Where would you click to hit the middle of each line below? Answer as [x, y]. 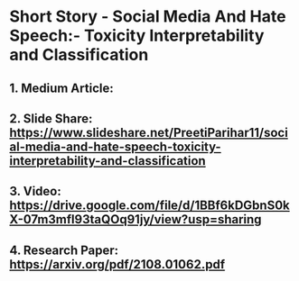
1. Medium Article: [62, 88]
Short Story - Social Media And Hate [148, 17]
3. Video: [35, 191]
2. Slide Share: [51, 118]
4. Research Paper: [64, 250]
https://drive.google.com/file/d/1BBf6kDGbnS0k [150, 206]
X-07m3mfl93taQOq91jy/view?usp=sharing [135, 219]
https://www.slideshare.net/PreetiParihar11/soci [149, 132]
